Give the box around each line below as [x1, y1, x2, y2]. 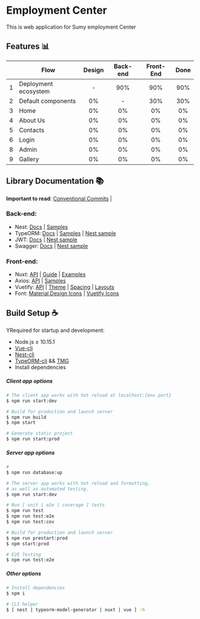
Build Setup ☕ [6, 308, 58, 318]
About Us [18, 116, 46, 124]
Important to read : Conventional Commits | [6, 195, 112, 202]
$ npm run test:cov [6, 519, 55, 525]
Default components [18, 97, 76, 105]
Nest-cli [14, 350, 35, 358]
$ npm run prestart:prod [6, 535, 68, 541]
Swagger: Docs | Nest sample [14, 242, 88, 250]
